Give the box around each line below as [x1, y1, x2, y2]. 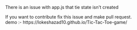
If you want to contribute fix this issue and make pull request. [5, 14, 132, 19]
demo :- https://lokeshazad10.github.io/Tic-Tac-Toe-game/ [5, 19, 127, 25]
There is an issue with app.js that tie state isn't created [5, 4, 119, 10]
